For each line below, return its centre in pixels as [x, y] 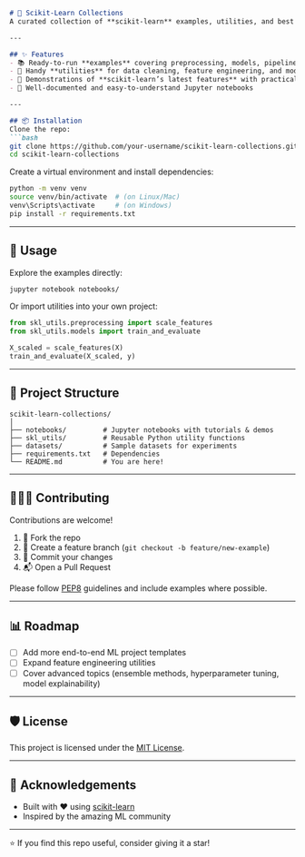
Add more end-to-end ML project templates [104, 653]
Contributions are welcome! [61, 520]
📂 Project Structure [64, 394]
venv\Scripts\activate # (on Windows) [91, 205]
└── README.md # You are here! [87, 462]
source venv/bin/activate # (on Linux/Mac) [95, 197]
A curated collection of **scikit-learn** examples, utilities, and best [152, 21]
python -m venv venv [49, 189]
